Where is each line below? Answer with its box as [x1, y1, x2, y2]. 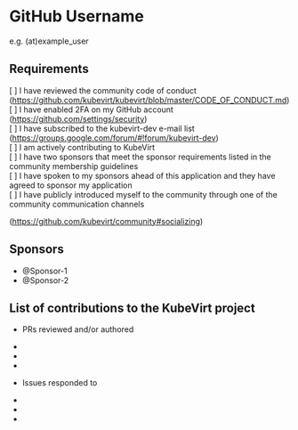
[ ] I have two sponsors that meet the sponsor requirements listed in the [9, 151, 271, 162]
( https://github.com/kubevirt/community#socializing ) [9, 215, 204, 226]
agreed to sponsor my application [9, 180, 133, 191]
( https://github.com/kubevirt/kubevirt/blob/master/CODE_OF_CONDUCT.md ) [9, 94, 290, 105]
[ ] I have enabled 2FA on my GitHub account [9, 104, 173, 115]
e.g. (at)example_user [9, 36, 89, 46]
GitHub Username [9, 6, 144, 27]
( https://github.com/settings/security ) [9, 113, 148, 124]
